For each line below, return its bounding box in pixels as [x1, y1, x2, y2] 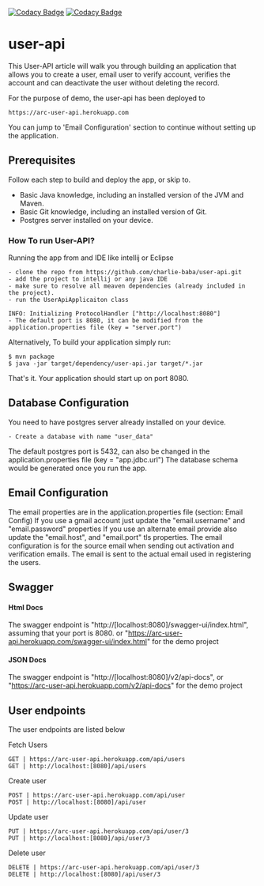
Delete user [8, 848, 46, 858]
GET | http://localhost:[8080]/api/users [8, 763, 147, 771]
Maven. [19, 198, 45, 208]
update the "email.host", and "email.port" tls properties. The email [8, 532, 223, 541]
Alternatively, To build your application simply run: [8, 337, 172, 347]
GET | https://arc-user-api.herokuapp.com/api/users [8, 756, 186, 763]
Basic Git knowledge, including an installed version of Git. [19, 206, 207, 217]
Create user [8, 776, 47, 786]
